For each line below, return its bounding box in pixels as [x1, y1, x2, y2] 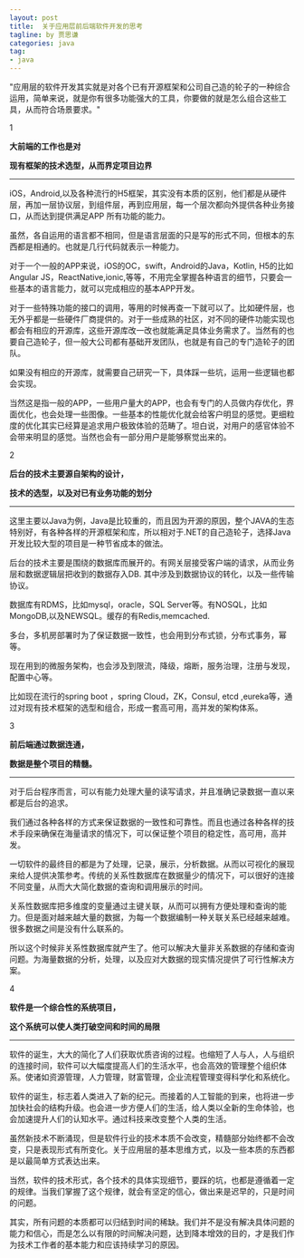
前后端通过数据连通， [9, 740, 89, 750]
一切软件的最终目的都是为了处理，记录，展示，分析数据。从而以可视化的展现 [9, 858, 295, 869]
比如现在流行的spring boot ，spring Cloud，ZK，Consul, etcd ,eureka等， [9, 691, 285, 702]
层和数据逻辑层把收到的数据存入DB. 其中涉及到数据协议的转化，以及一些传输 [9, 568, 295, 579]
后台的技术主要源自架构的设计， [9, 469, 128, 479]
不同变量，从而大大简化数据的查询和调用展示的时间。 [9, 881, 208, 892]
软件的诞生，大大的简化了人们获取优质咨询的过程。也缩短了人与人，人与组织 [9, 1049, 295, 1060]
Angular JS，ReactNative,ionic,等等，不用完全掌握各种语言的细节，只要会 [9, 272, 285, 282]
